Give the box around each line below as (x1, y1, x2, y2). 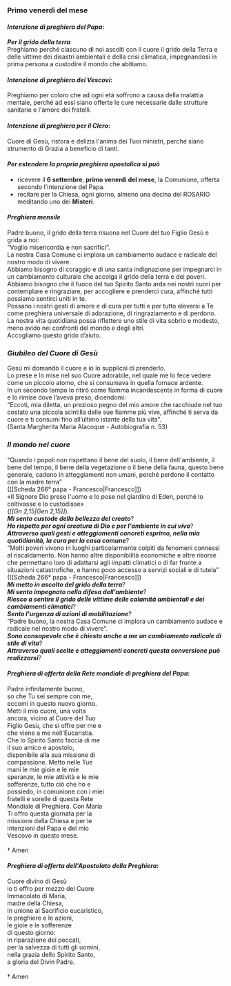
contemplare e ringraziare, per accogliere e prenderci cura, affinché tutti (7, 287, 213, 295)
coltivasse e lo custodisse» (7, 500, 84, 508)
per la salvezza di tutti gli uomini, (7, 943, 101, 951)
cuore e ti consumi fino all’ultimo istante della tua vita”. (7, 415, 162, 424)
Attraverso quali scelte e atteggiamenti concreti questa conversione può (7, 646, 221, 654)
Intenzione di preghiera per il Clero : (7, 121, 110, 130)
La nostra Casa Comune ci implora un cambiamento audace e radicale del (7, 250, 217, 259)
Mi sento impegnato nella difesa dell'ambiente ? (7, 587, 147, 595)
